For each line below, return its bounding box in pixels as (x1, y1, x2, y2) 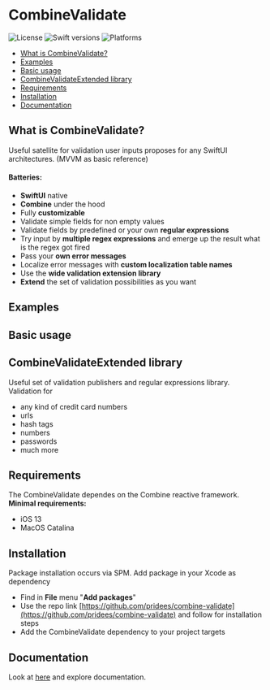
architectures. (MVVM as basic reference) (8, 154, 148, 163)
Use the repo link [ (19, 601, 83, 611)
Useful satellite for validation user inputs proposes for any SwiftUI (8, 145, 228, 155)
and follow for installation (178, 610, 262, 619)
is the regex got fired (19, 242, 91, 252)
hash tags (19, 419, 54, 428)
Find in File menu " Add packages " (19, 592, 136, 602)
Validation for (8, 386, 54, 396)
